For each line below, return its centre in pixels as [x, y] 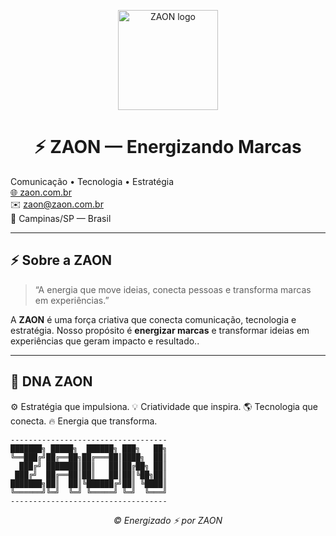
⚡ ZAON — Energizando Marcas [168, 147]
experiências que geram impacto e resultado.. [105, 341]
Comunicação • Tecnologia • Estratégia [92, 181]
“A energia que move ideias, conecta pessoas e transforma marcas [173, 289]
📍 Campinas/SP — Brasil [61, 218]
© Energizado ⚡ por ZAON [168, 520]
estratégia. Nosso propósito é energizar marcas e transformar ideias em [160, 330]
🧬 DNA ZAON [51, 381]
